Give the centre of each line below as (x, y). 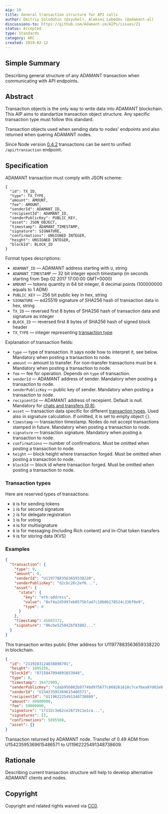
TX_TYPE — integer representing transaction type (62, 333)
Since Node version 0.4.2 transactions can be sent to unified (68, 144)
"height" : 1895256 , (30, 669)
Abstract (19, 96)
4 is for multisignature (35, 525)
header (20, 327)
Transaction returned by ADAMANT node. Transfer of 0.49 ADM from (77, 739)
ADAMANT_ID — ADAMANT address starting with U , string (70, 268)
